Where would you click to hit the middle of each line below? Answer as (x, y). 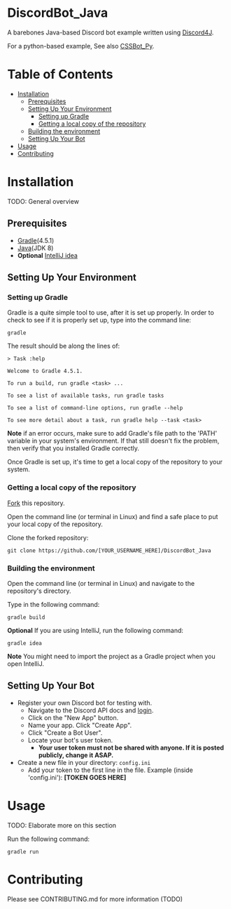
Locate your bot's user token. (70, 740)
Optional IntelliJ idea (48, 255)
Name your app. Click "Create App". (79, 725)
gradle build (26, 617)
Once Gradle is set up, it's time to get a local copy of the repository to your (115, 462)
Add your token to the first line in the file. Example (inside (111, 770)
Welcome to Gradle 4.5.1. (45, 371)
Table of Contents (60, 74)
